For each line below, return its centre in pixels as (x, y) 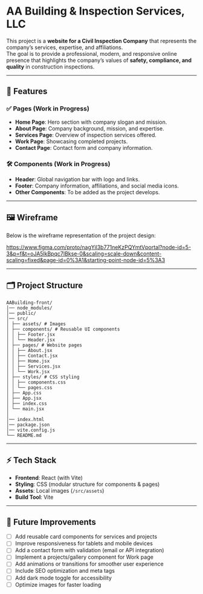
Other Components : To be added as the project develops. (87, 192)
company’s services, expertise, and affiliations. (65, 47)
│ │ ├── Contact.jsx (32, 356)
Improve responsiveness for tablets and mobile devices (84, 544)
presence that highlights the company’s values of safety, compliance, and (99, 60)
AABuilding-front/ (29, 302)
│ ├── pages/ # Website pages (44, 345)
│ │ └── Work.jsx (28, 371)
